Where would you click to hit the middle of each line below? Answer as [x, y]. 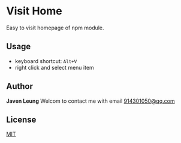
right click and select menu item [54, 67]
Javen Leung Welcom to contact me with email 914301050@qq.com [90, 101]
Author [19, 86]
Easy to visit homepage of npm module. [55, 28]
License [21, 119]
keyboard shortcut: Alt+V [46, 61]
